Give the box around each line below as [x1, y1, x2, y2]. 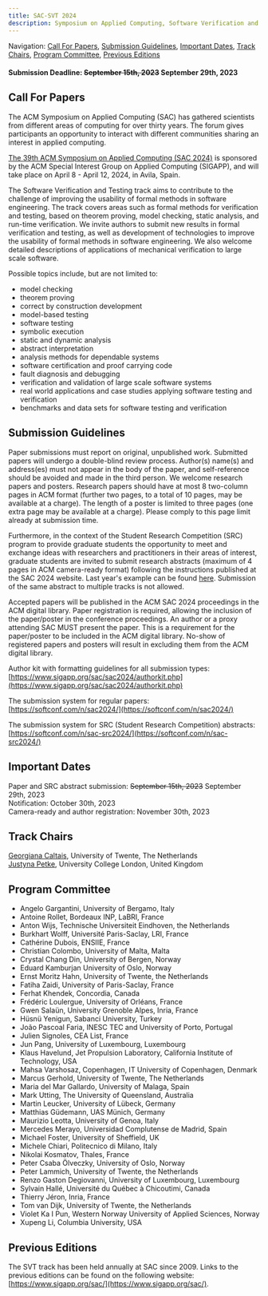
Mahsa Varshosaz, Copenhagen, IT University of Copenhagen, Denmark [19, 1065, 258, 1075]
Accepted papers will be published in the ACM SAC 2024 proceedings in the [8, 596, 259, 607]
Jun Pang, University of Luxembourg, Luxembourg [19, 1040, 186, 1049]
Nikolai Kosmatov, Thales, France [19, 1150, 130, 1159]
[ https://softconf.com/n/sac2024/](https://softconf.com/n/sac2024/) [8, 704, 234, 714]
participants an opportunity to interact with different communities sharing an [8, 129, 259, 138]
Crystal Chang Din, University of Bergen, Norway [19, 955, 182, 965]
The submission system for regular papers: [8, 696, 150, 705]
